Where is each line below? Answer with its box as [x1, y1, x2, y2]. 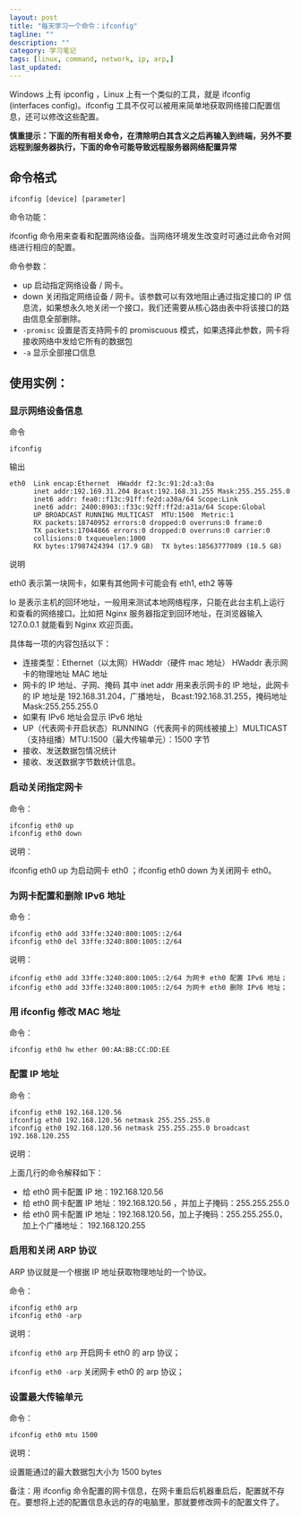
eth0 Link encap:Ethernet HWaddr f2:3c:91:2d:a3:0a [9, 479, 215, 488]
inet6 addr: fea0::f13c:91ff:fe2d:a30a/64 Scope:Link [32, 495, 239, 504]
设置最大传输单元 [9, 1391, 83, 1403]
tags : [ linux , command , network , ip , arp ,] [9, 55, 175, 64]
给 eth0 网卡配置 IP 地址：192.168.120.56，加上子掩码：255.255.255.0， [21, 1209, 288, 1219]
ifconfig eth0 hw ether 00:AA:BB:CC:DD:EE [9, 1046, 170, 1055]
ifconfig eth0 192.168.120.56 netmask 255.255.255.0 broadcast [9, 1124, 251, 1133]
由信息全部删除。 [21, 313, 86, 323]
